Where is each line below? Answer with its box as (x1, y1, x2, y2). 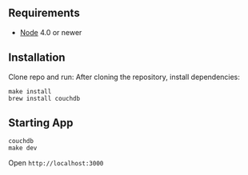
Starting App (8, 116, 74, 130)
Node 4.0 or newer (19, 27, 82, 37)
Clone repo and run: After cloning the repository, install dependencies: (8, 72, 240, 82)
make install (8, 87, 52, 95)
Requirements (8, 6, 80, 20)
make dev (8, 144, 38, 153)
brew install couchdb (8, 94, 81, 102)
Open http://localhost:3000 (8, 158, 104, 168)
